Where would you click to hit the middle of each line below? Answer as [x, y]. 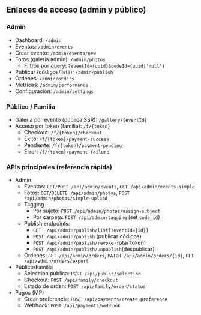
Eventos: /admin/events [44, 46]
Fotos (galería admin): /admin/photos [60, 59]
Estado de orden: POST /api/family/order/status [85, 286]
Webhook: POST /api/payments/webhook [72, 305]
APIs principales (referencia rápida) [59, 167]
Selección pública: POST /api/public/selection [82, 274]
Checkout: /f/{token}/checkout [63, 132]
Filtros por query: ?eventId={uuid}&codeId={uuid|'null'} [94, 65]
